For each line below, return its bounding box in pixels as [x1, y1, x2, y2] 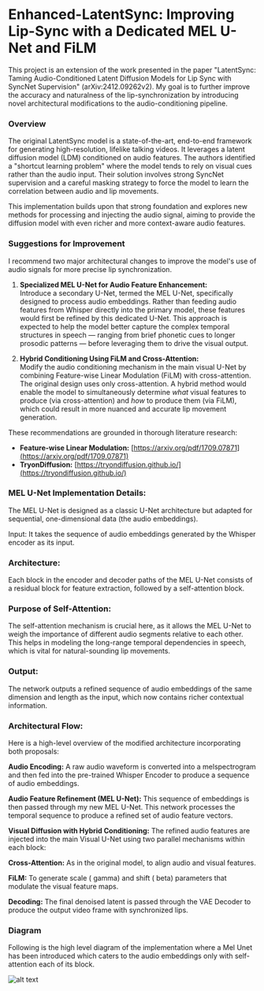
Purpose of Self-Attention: [8, 603, 112, 614]
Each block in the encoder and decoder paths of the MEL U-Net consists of [8, 576, 253, 585]
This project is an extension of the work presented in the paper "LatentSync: [8, 65, 256, 74]
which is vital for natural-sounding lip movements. [8, 646, 171, 656]
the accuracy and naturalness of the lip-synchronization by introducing [8, 90, 239, 99]
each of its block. [38, 959, 95, 969]
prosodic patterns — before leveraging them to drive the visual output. [19, 338, 249, 348]
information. [8, 700, 48, 710]
